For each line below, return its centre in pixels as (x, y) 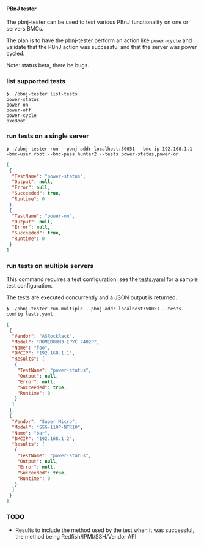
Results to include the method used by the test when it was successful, (104, 530)
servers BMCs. (25, 29)
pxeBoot (16, 121)
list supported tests (36, 81)
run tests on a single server (48, 136)
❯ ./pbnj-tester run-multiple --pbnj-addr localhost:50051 (83, 309)
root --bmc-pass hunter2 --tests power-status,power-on (106, 154)
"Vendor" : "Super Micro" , (45, 421)
